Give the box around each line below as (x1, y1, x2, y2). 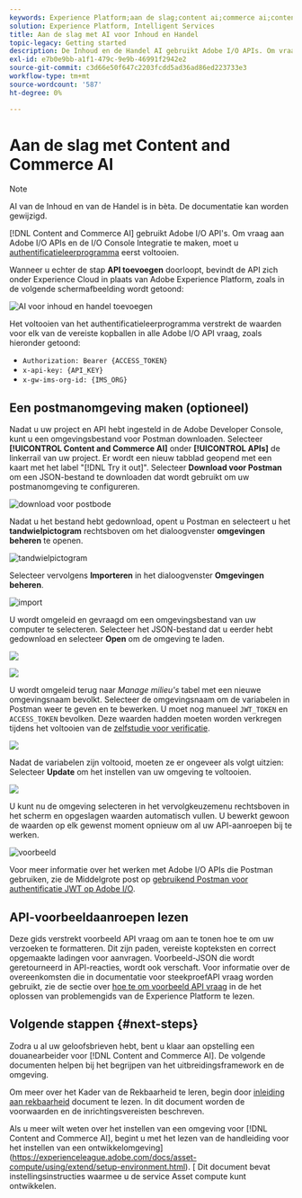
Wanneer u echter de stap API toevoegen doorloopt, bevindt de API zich (9, 264, 279, 275)
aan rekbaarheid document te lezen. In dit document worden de (9, 1096, 245, 1106)
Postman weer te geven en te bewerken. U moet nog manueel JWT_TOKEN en (9, 704, 289, 714)
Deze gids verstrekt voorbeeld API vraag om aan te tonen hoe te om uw (9, 934, 274, 945)
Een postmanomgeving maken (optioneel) (9, 400, 250, 415)
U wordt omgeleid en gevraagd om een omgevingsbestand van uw (9, 615, 256, 626)
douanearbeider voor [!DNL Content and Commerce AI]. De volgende (9, 1050, 266, 1060)
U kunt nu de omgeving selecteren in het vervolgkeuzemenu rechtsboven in (9, 801, 290, 812)
